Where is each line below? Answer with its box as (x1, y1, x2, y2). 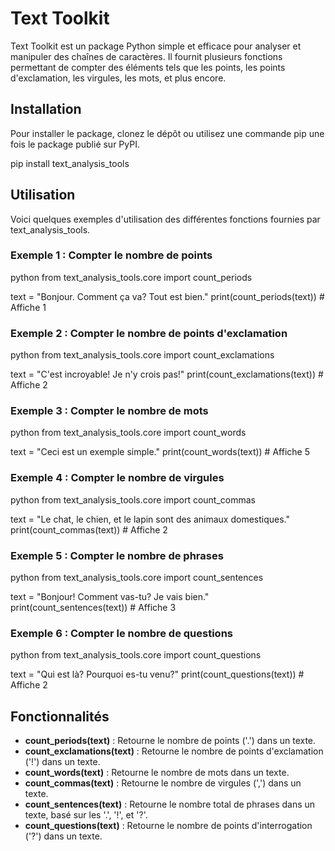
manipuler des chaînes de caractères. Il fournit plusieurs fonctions (10, 50, 283, 62)
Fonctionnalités (10, 708, 110, 725)
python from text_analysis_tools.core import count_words (10, 427, 247, 439)
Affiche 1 (10, 301, 47, 313)
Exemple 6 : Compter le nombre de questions (10, 626, 233, 640)
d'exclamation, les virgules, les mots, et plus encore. (10, 72, 227, 84)
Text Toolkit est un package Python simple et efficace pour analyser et (10, 40, 302, 52)
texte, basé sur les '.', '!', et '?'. (24, 809, 148, 821)
